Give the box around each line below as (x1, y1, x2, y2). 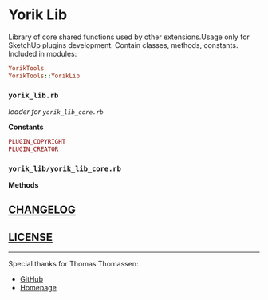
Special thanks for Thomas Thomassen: (8, 259, 139, 269)
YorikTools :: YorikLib (8, 72, 81, 80)
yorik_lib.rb (8, 90, 59, 100)
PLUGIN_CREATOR (8, 145, 59, 153)
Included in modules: (8, 49, 77, 58)
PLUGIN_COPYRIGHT (8, 137, 66, 145)
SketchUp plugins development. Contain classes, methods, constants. (8, 40, 238, 49)
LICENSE (8, 230, 53, 244)
